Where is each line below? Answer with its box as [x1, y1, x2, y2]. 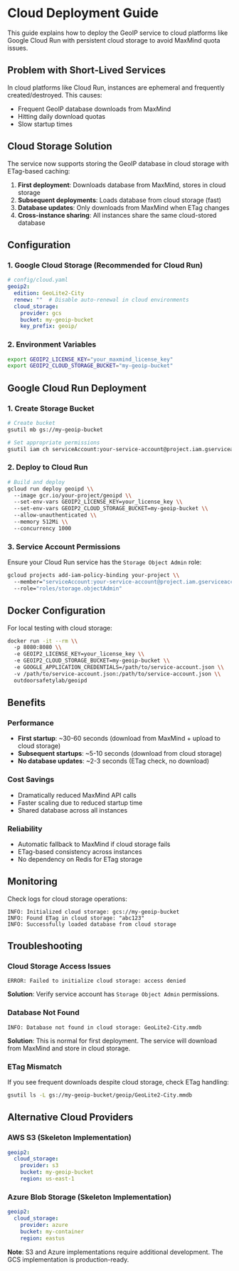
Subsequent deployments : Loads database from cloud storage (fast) [17, 196, 222, 204]
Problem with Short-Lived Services [7, 64, 166, 76]
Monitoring [7, 875, 58, 887]
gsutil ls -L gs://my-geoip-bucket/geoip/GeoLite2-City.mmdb [7, 1092, 193, 1099]
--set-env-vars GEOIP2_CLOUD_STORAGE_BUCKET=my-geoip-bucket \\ [14, 505, 208, 512]
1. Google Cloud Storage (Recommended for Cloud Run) [7, 260, 203, 270]
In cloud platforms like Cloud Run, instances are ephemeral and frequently [7, 83, 225, 92]
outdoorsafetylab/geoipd [14, 677, 87, 684]
